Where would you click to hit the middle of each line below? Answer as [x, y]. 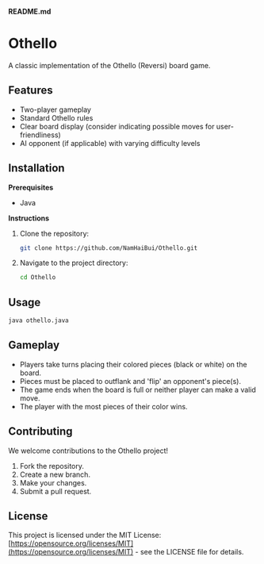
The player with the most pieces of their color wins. [103, 406]
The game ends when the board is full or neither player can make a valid [138, 389]
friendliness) [40, 135]
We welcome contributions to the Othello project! [88, 451]
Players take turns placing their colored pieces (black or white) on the [133, 364]
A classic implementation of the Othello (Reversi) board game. [109, 65]
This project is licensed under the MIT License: [85, 535]
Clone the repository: [54, 233]
